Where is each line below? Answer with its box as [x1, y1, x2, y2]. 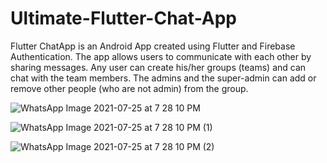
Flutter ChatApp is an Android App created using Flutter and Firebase [10, 40, 296, 52]
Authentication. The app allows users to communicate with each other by [10, 50, 312, 62]
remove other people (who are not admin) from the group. [10, 82, 249, 94]
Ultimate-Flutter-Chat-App [10, 7, 237, 30]
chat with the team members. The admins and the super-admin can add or [10, 72, 317, 84]
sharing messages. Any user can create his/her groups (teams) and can [10, 61, 307, 73]
